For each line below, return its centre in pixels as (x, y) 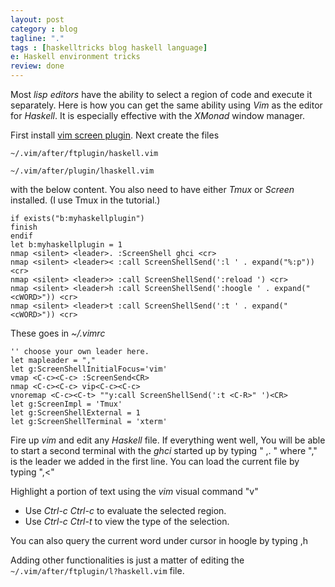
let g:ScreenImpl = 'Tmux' (66, 404)
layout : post (37, 19)
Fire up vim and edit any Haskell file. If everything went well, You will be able (168, 440)
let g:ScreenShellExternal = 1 (75, 413)
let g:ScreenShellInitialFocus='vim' (89, 369)
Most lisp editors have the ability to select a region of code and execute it (161, 94)
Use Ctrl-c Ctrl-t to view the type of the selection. (127, 521)
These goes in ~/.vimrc (58, 333)
